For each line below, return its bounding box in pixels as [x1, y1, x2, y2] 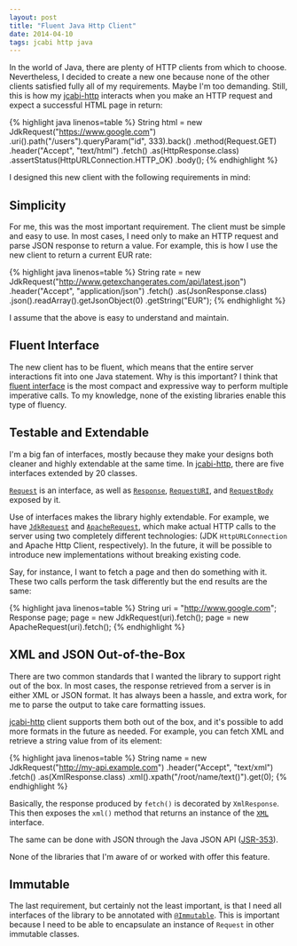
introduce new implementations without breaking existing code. [9, 549, 241, 560]
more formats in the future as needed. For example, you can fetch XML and [9, 726, 285, 736]
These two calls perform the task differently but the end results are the [9, 576, 268, 586]
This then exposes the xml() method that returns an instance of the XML [9, 807, 269, 818]
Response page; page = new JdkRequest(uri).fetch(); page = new [9, 612, 250, 623]
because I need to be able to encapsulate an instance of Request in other [9, 919, 275, 930]
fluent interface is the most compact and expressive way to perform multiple [9, 380, 289, 391]
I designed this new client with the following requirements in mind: [9, 172, 251, 183]
